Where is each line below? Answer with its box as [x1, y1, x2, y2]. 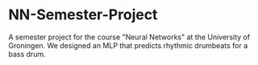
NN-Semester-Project [8, 6, 158, 24]
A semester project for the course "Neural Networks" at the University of [8, 32, 251, 42]
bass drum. [8, 49, 46, 59]
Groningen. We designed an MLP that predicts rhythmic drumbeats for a [8, 40, 248, 50]
